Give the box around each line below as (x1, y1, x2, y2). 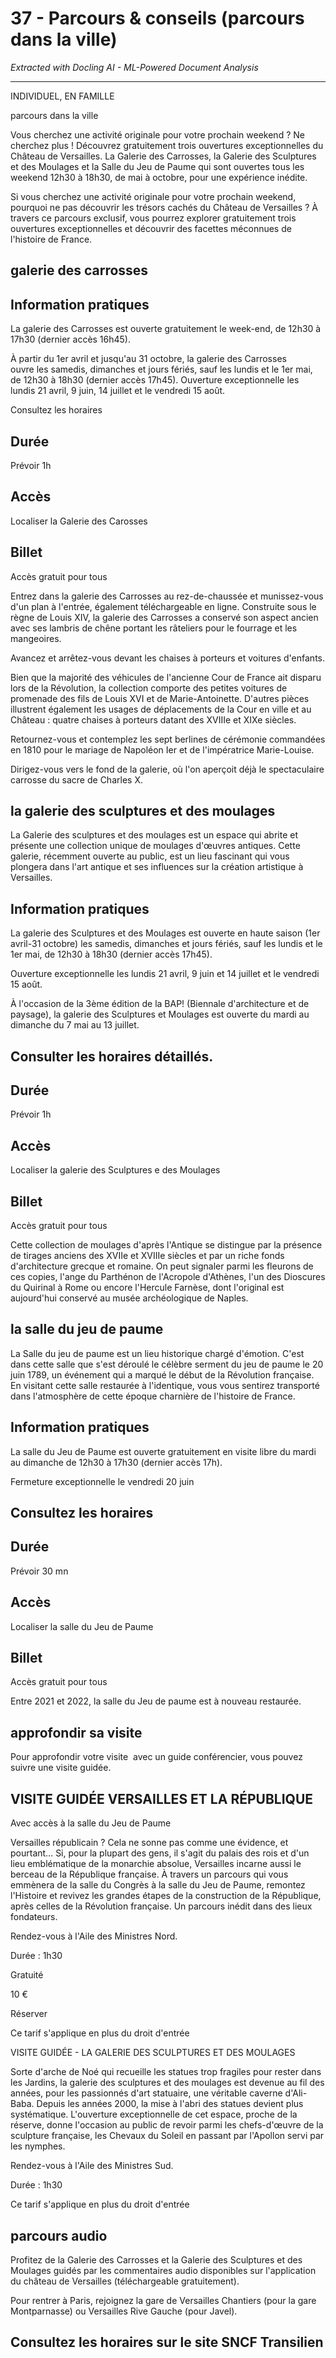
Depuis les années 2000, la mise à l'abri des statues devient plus (36, 2098, 304, 2110)
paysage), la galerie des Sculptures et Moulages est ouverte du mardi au (10, 1008, 310, 1021)
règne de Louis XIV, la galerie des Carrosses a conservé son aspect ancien (10, 611, 319, 623)
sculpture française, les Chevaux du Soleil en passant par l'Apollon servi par (10, 2130, 325, 2142)
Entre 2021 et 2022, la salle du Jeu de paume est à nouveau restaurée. (10, 1695, 302, 1707)
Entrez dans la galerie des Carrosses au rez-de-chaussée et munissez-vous (10, 590, 324, 602)
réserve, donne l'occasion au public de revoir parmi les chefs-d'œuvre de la (10, 2119, 324, 2131)
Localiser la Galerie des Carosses (10, 515, 148, 527)
